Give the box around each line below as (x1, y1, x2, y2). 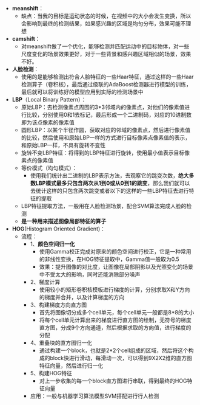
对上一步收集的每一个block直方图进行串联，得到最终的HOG (39, 377, 187, 384)
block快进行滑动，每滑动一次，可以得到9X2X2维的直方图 (50, 355, 193, 361)
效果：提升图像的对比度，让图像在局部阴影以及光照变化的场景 (39, 263, 194, 270)
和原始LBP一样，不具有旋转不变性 (21, 142, 106, 148)
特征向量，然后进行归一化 (39, 362, 104, 369)
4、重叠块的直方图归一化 (30, 339, 93, 346)
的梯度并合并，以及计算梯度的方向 (39, 294, 125, 300)
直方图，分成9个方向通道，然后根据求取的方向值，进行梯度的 (39, 324, 192, 331)
